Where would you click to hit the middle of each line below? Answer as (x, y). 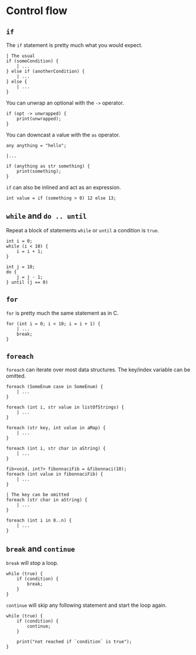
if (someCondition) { (32, 61)
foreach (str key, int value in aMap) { (56, 428)
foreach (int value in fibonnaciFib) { (55, 474)
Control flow (37, 11)
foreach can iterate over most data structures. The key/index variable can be (98, 370)
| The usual (20, 56)
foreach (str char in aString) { (47, 500)
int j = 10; (20, 267)
